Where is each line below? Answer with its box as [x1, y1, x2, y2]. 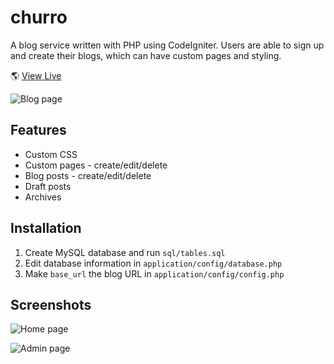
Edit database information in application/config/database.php [24, 257, 283, 269]
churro [10, 6, 68, 29]
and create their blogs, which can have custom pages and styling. [10, 49, 282, 61]
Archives [24, 191, 62, 203]
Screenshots [10, 296, 92, 313]
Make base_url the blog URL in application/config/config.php [24, 267, 285, 280]
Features [10, 122, 67, 139]
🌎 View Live [10, 69, 62, 81]
